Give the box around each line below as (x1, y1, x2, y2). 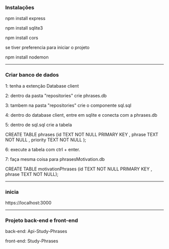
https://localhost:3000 (5, 199, 52, 205)
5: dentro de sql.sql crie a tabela (5, 122, 72, 128)
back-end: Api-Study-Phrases (5, 228, 67, 234)
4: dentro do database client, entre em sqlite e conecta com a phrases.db (5, 112, 157, 118)
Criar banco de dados (5, 72, 59, 79)
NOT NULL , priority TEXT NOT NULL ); (5, 137, 87, 143)
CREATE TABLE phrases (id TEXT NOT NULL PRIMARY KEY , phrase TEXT (5, 131, 158, 137)
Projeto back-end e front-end (5, 217, 78, 224)
